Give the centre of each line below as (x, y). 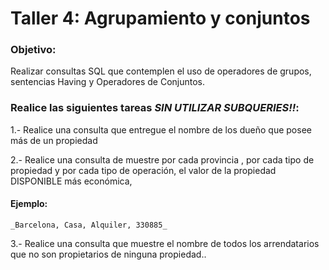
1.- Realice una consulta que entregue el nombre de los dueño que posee (161, 129)
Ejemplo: (29, 204)
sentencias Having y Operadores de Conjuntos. (108, 82)
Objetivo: (33, 50)
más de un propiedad (54, 140)
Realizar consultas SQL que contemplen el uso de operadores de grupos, (161, 71)
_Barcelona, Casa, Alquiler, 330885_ (89, 225)
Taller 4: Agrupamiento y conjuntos (160, 18)
